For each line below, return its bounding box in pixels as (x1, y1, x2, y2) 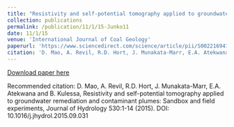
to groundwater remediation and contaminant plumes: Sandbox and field (7, 96, 215, 105)
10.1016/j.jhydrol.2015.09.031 (7, 111, 88, 119)
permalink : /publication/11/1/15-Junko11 (7, 23, 130, 30)
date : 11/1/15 (7, 29, 49, 37)
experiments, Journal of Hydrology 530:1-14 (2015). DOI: (7, 104, 169, 112)
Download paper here (7, 68, 70, 77)
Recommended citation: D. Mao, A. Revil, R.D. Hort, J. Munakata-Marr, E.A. (7, 82, 221, 90)
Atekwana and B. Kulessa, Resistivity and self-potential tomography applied (7, 89, 224, 98)
